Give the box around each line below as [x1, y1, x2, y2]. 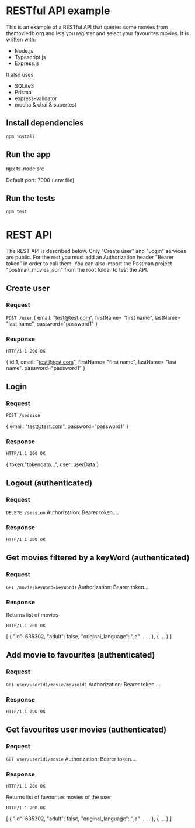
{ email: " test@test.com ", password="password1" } [6, 423, 129, 430]
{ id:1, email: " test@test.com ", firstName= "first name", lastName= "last [6, 358, 177, 365]
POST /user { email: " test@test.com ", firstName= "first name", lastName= [6, 314, 181, 321]
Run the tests [6, 193, 55, 203]
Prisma [14, 88, 32, 95]
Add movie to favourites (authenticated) [6, 650, 155, 660]
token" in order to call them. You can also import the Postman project [6, 260, 172, 267]
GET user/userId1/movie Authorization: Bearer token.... [6, 755, 137, 762]
